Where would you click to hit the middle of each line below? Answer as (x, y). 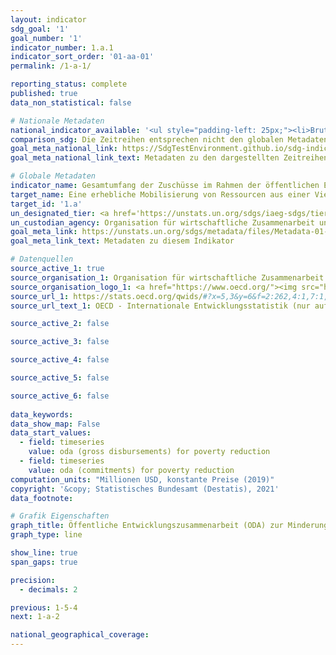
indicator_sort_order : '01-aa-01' (82, 57)
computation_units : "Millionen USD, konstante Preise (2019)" (142, 479)
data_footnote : (42, 498)
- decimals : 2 (48, 589)
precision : (33, 580)
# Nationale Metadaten (57, 121)
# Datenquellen (42, 259)
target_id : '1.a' (46, 204)
